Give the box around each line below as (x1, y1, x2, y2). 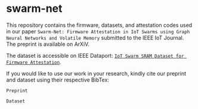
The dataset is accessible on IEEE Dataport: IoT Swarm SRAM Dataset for (6, 52, 184, 59)
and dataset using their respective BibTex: (6, 76, 109, 83)
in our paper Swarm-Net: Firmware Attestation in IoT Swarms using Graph (6, 27, 190, 35)
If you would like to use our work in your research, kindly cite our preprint (6, 70, 187, 77)
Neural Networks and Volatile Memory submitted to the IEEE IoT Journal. (6, 34, 184, 41)
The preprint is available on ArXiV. (6, 41, 89, 48)
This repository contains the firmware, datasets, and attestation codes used (6, 21, 193, 29)
